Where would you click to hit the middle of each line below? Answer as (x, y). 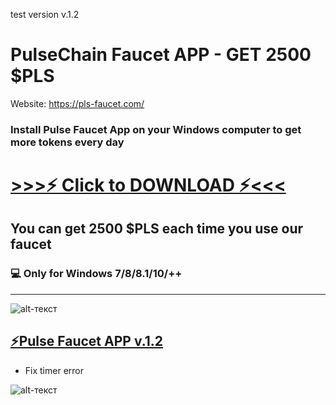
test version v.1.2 (45, 14)
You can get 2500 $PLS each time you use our (157, 229)
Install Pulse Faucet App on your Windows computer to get (156, 129)
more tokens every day (67, 142)
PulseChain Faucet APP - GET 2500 (161, 55)
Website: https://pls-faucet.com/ (77, 103)
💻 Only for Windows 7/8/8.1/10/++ (96, 274)
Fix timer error (54, 370)
